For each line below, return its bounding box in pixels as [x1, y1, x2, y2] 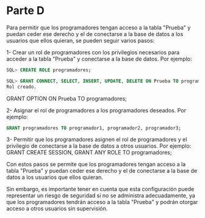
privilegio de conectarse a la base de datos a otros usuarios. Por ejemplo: [6, 142, 192, 150]
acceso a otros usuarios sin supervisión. [6, 205, 108, 213]
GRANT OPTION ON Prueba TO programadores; [6, 95, 127, 102]
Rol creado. [6, 84, 37, 90]
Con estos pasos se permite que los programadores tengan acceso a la [6, 161, 186, 168]
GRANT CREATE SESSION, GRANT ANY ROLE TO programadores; [6, 149, 172, 156]
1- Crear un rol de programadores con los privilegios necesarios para [6, 48, 180, 56]
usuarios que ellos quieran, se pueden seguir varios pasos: [6, 37, 155, 44]
